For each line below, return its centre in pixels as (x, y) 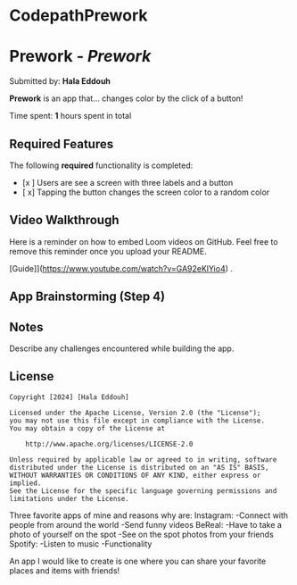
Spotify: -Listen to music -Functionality (81, 543)
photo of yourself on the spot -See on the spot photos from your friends (141, 534)
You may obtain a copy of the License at (87, 428)
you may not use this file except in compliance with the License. (137, 421)
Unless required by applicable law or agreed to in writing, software (143, 460)
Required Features (62, 144)
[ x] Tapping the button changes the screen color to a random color (146, 192)
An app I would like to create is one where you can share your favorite (138, 561)
